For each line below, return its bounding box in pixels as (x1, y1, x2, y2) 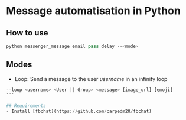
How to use (6, 28, 48, 38)
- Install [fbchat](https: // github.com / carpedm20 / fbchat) (6, 108, 152, 115)
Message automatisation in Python (6, 4, 181, 18)
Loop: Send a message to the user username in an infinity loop (14, 75, 168, 82)
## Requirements (6, 103, 46, 109)
